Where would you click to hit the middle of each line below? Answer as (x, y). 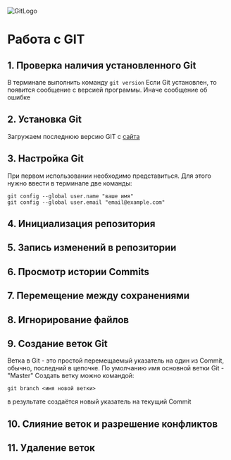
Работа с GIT (46, 40)
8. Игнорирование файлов (68, 320)
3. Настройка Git (46, 159)
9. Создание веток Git (57, 343)
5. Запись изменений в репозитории (92, 248)
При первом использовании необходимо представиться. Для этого (109, 176)
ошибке (19, 97)
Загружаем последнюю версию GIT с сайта (74, 136)
